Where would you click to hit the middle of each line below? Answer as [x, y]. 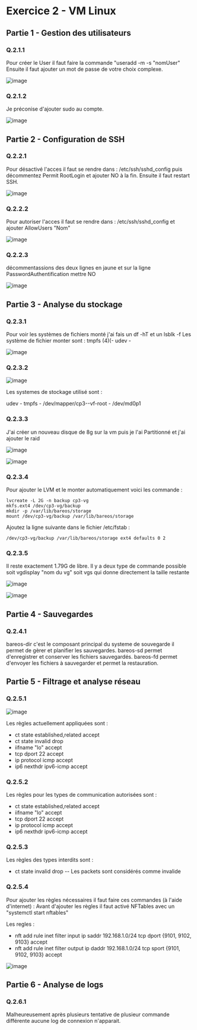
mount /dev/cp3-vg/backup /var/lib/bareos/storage [70, 516]
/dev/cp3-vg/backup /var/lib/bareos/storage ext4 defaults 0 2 [86, 539]
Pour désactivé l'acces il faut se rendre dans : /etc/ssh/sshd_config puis [94, 169]
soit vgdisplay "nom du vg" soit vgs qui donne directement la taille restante [98, 572]
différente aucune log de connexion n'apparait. [63, 1021]
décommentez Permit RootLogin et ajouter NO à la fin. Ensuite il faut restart [98, 175]
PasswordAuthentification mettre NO [51, 274]
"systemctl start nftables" [37, 912]
